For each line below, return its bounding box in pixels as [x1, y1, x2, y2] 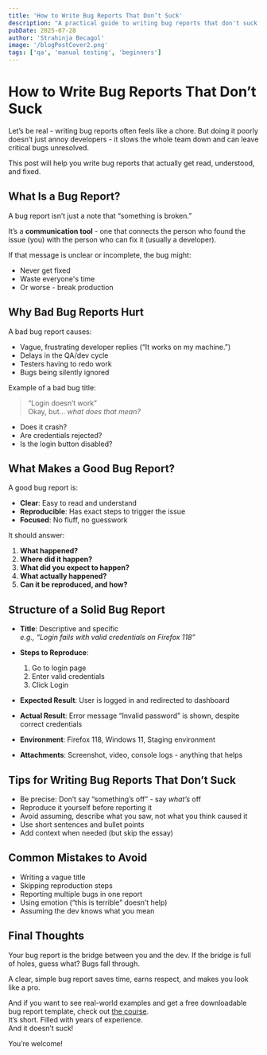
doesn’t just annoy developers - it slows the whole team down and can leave [8, 134, 259, 144]
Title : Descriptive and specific [19, 624, 119, 634]
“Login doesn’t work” [27, 398, 98, 408]
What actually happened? [19, 572, 107, 581]
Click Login [31, 681, 69, 690]
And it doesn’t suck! [8, 1023, 74, 1033]
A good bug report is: [8, 483, 78, 493]
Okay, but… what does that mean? [27, 406, 141, 416]
